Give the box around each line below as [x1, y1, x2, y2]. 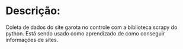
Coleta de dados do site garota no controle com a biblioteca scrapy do [5, 24, 178, 31]
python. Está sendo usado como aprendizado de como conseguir [5, 30, 165, 37]
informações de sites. [5, 36, 59, 43]
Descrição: [5, 4, 60, 18]
